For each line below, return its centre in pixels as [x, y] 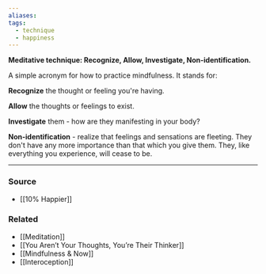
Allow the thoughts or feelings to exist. [71, 106]
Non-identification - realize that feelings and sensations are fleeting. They [130, 137]
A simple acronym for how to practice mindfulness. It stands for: [113, 75]
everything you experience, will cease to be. [80, 154]
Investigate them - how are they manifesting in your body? [104, 122]
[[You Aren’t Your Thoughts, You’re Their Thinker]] [102, 245]
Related [23, 219]
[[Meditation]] [42, 236]
